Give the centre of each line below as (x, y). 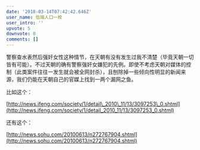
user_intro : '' (25, 23)
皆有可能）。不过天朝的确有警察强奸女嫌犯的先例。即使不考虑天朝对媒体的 (96, 64)
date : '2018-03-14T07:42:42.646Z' (49, 12)
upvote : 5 (18, 28)
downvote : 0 (21, 34)
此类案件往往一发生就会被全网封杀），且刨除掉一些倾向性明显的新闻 (99, 72)
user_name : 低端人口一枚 (34, 17)
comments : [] (22, 39)
